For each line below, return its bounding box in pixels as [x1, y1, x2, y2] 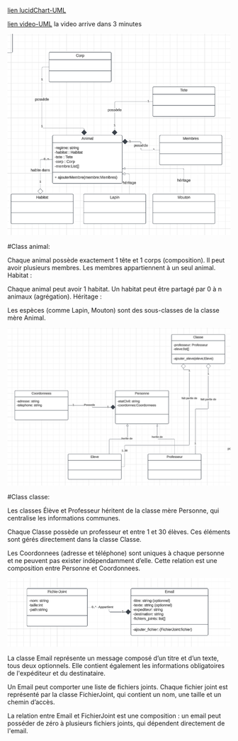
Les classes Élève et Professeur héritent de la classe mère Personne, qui [7, 506, 220, 515]
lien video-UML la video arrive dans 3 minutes [7, 20, 142, 28]
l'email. [7, 726, 28, 735]
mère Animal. [7, 313, 46, 322]
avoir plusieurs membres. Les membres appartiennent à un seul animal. [7, 264, 216, 272]
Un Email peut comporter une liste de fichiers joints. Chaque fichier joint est [7, 682, 228, 691]
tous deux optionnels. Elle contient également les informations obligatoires [7, 661, 225, 669]
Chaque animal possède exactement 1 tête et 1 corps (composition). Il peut [7, 256, 225, 264]
